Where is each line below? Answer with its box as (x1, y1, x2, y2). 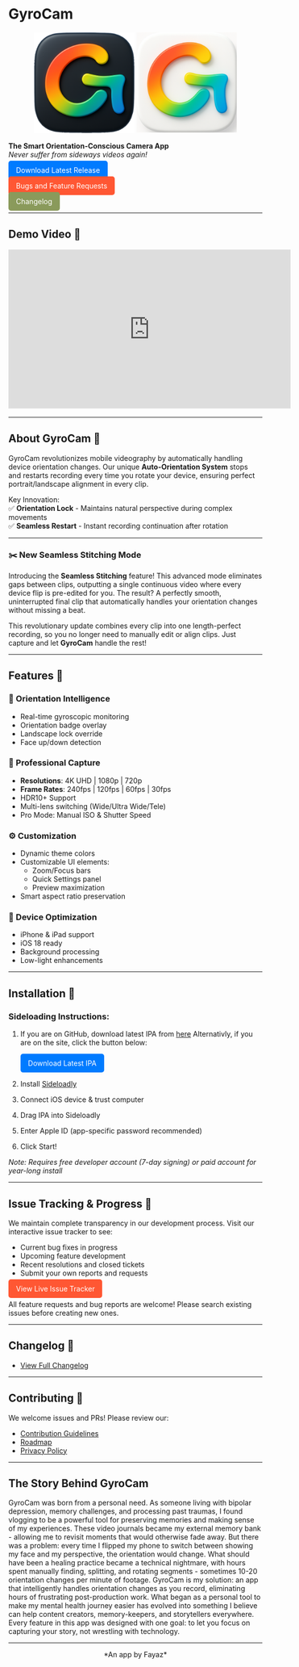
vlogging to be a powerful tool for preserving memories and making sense (8, 1515, 255, 1525)
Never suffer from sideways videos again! (8, 149, 147, 159)
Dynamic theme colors (19, 848, 95, 858)
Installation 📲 (8, 986, 76, 1000)
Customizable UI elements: (19, 857, 110, 867)
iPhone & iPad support (19, 930, 95, 940)
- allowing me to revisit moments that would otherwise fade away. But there (8, 1532, 260, 1542)
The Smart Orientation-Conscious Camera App (8, 140, 169, 150)
